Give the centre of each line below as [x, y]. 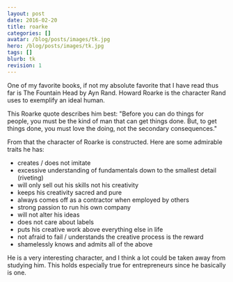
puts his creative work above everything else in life [90, 229]
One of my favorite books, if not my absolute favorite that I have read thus [113, 85]
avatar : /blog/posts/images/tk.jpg [59, 40]
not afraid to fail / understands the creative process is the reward [110, 237]
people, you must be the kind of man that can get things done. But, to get [112, 121]
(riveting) [30, 178]
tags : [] [20, 53]
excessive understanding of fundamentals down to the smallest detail [117, 170]
